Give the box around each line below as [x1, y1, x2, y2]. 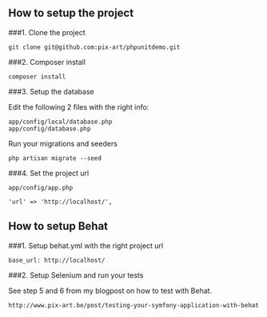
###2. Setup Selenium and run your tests [8, 270, 144, 279]
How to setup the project [8, 6, 134, 20]
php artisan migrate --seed [8, 154, 102, 163]
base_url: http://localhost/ [8, 256, 106, 264]
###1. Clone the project [8, 27, 86, 37]
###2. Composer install [8, 57, 86, 66]
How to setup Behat [8, 219, 109, 233]
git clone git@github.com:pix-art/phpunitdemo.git [8, 43, 181, 51]
